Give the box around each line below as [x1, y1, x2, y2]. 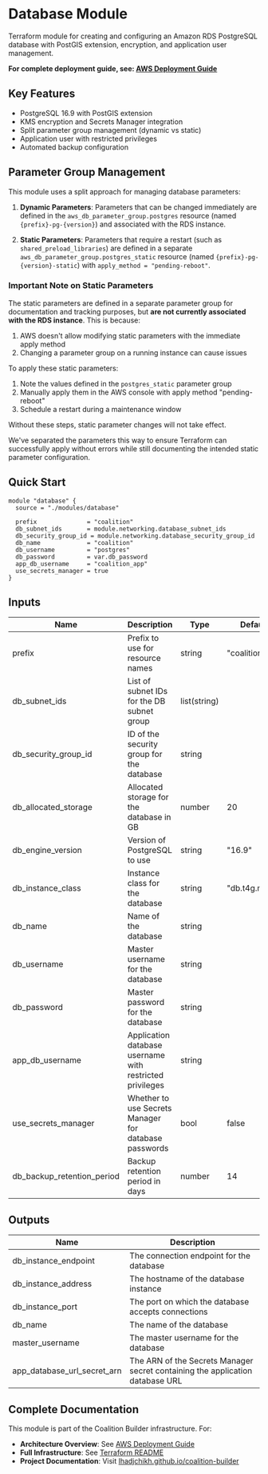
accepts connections [129, 1306, 209, 1317]
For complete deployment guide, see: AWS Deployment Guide [8, 63, 218, 73]
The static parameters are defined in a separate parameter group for [8, 298, 234, 308]
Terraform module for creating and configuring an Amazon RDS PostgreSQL [8, 31, 258, 41]
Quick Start [8, 475, 66, 489]
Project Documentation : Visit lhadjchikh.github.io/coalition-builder [19, 1456, 239, 1466]
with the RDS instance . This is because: [8, 315, 141, 325]
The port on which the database [129, 1296, 250, 1308]
